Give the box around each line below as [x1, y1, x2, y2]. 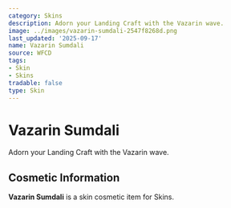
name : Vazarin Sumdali [8, 42, 84, 50]
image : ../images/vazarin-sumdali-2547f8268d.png [8, 27, 178, 35]
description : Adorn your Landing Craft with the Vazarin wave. [8, 19, 225, 27]
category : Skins [8, 11, 63, 20]
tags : [8, 57, 26, 65]
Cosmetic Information [8, 170, 120, 185]
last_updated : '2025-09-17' [8, 34, 103, 43]
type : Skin [8, 86, 45, 95]
